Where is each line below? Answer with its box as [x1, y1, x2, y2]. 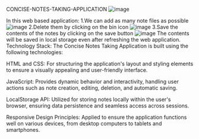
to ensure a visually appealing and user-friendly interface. [6, 67, 148, 74]
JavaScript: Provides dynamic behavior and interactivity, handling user [6, 78, 179, 85]
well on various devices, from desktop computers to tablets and [6, 120, 162, 127]
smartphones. [6, 127, 40, 133]
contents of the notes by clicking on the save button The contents [6, 30, 189, 37]
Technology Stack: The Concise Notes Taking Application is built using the [6, 42, 189, 49]
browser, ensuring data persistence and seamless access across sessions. [6, 102, 189, 109]
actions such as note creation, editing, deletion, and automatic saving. [6, 84, 178, 91]
